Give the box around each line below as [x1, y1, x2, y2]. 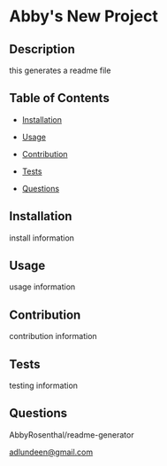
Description [9, 42, 75, 57]
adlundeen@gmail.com [9, 446, 94, 457]
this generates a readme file [9, 65, 111, 75]
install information [9, 233, 75, 243]
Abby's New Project [9, 6, 159, 27]
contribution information [9, 331, 97, 342]
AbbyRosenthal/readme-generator [9, 429, 134, 440]
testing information [9, 380, 78, 391]
